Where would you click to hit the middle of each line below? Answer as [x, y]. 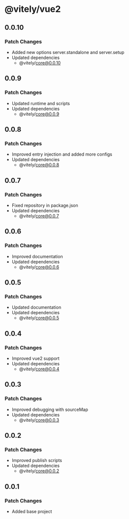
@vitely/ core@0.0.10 [40, 62]
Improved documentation [37, 256]
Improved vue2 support [35, 358]
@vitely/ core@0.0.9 [39, 114]
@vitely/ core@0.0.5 [39, 318]
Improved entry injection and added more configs [62, 154]
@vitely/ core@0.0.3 [39, 420]
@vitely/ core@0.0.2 [39, 471]
